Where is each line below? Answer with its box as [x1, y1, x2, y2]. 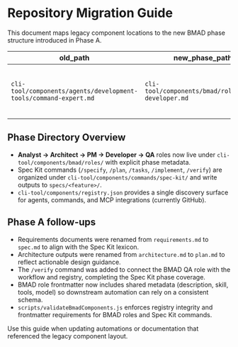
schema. [17, 295, 43, 304]
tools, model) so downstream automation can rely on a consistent [17, 287, 209, 296]
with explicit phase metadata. [105, 158, 191, 166]
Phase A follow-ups [7, 216, 96, 228]
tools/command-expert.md [11, 94, 95, 102]
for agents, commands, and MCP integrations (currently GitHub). [17, 195, 207, 204]
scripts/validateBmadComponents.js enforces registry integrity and [17, 303, 213, 312]
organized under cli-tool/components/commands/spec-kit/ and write [17, 172, 217, 182]
